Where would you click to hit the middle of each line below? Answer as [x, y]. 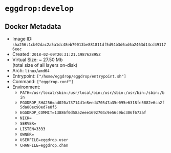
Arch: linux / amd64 [31, 71]
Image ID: [22, 39]
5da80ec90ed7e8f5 [38, 107]
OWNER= [27, 135]
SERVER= [28, 124]
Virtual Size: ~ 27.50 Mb [37, 60]
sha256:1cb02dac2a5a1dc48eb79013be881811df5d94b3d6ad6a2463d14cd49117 [89, 45]
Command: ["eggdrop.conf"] [43, 81]
